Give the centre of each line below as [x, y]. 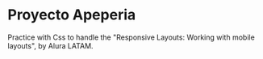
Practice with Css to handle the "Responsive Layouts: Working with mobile [131, 37]
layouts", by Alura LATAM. [50, 45]
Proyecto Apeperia [72, 15]
